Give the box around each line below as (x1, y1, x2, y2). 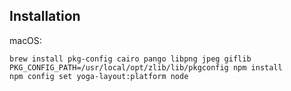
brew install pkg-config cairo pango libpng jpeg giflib (9, 54, 252, 64)
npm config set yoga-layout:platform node (9, 71, 189, 81)
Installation (9, 8, 81, 25)
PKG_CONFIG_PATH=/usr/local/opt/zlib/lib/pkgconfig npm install (9, 62, 283, 73)
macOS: (9, 34, 42, 46)
